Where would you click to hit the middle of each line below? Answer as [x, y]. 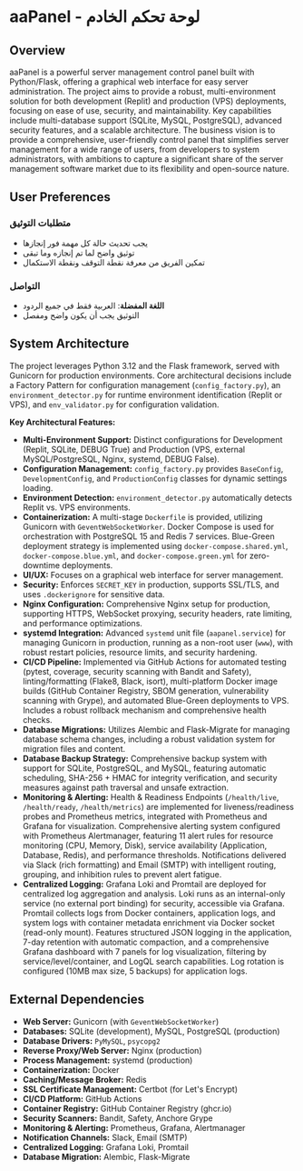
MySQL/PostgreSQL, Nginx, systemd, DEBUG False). [121, 459]
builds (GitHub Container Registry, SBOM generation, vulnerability [146, 691]
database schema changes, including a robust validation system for [149, 739]
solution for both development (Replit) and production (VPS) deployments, [148, 101]
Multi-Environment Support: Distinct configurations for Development [152, 439]
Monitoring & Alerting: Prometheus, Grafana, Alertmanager [134, 1127]
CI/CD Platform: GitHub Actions [82, 1098]
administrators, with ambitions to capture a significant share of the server [147, 159]
